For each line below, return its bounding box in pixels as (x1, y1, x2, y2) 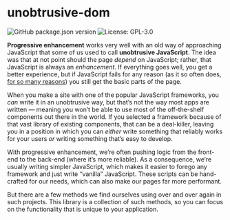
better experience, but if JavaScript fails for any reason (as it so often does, (7, 70, 222, 78)
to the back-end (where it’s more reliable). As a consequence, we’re (19, 155, 212, 163)
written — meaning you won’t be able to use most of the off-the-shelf (7, 105, 205, 113)
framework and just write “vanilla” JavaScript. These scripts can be (7, 170, 198, 178)
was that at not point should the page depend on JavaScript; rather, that (7, 55, 211, 63)
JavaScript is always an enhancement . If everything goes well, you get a (7, 63, 213, 71)
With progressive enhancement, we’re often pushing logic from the (7, 148, 197, 156)
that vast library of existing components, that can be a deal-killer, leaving (7, 120, 214, 128)
